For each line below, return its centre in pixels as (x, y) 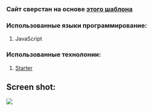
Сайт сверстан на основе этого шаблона (70, 9)
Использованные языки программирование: (77, 25)
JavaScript (29, 39)
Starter (24, 68)
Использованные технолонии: (54, 55)
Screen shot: (31, 87)
